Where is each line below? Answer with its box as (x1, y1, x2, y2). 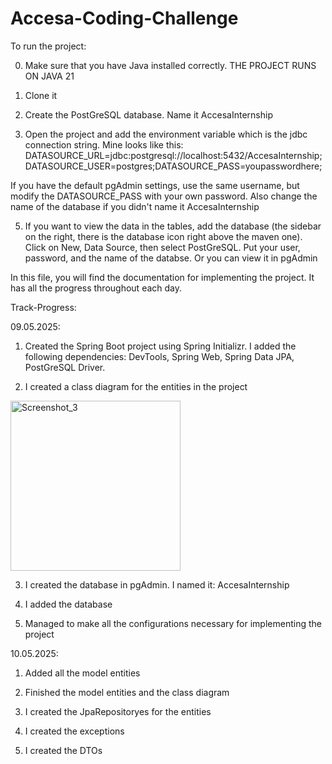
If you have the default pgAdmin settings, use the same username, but (10, 179, 300, 191)
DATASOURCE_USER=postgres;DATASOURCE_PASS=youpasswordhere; (24, 160, 323, 172)
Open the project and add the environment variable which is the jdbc (24, 128, 308, 140)
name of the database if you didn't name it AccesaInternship (10, 200, 260, 212)
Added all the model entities (24, 667, 141, 679)
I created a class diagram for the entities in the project (24, 380, 248, 392)
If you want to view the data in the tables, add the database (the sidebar (24, 220, 322, 232)
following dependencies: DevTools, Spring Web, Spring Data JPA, (24, 350, 295, 362)
